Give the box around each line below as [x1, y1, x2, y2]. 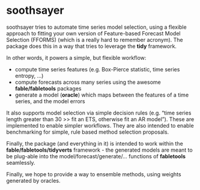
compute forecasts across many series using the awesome [14, 79, 161, 86]
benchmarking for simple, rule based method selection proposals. [6, 128, 169, 135]
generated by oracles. [6, 177, 61, 184]
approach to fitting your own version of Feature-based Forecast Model [6, 29, 181, 37]
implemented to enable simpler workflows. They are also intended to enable [6, 122, 194, 129]
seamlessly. [6, 159, 35, 166]
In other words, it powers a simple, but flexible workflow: [6, 54, 147, 61]
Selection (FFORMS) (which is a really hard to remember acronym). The [6, 36, 183, 43]
